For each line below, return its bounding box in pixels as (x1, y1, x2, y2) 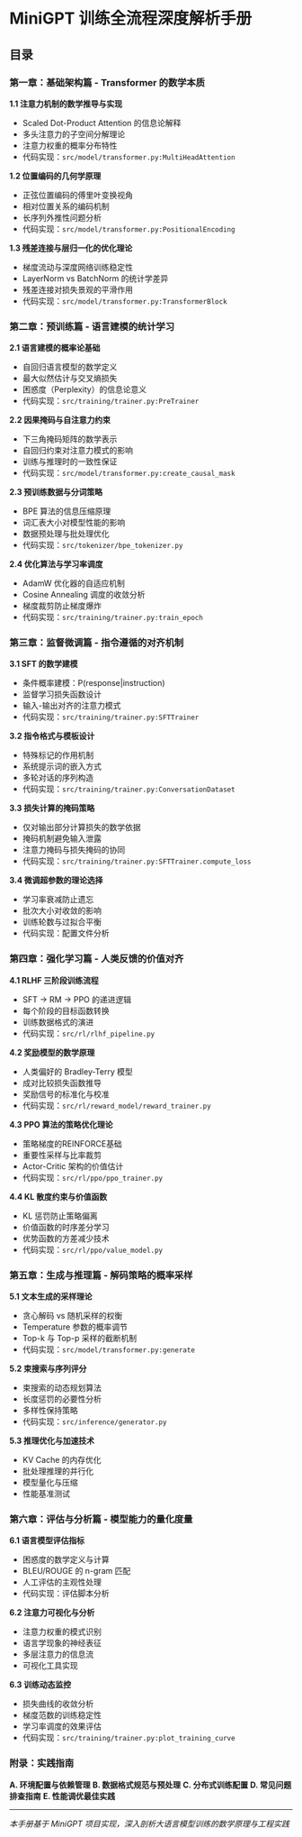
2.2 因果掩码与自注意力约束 (9, 415, 111, 425)
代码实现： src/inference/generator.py (22, 1416, 167, 1427)
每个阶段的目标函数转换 (22, 1005, 110, 1016)
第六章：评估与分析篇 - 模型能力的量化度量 (9, 1513, 193, 1525)
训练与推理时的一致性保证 (22, 456, 118, 467)
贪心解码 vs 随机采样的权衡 (22, 1311, 123, 1321)
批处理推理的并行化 (22, 1466, 94, 1476)
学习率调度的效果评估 (22, 1721, 102, 1732)
